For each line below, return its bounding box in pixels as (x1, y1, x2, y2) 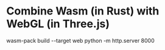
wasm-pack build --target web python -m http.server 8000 (6, 37, 155, 44)
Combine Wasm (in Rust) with (6, 4, 160, 18)
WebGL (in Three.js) (6, 17, 110, 31)
